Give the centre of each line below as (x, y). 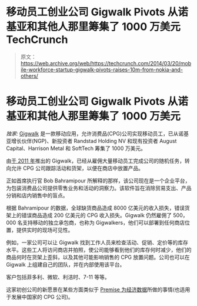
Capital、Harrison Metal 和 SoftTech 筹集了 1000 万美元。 (76, 148)
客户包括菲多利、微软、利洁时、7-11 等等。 (58, 277)
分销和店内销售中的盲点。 (37, 195)
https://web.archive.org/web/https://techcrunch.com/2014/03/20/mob (106, 63)
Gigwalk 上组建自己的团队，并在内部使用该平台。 (66, 264)
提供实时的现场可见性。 (45, 229)
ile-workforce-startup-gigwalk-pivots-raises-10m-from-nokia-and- (102, 69)
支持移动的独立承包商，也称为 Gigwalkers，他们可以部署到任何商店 (104, 222)
